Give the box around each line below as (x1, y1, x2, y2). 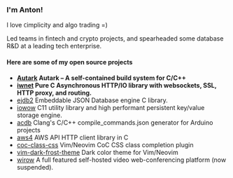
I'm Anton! (6, 5, 43, 15)
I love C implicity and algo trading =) (6, 21, 108, 29)
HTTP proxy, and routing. (16, 88, 92, 97)
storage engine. (16, 111, 62, 119)
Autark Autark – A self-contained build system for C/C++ (16, 74, 187, 82)
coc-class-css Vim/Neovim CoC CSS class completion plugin (16, 140, 194, 149)
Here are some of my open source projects (6, 57, 133, 66)
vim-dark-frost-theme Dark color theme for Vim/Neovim (16, 148, 179, 156)
